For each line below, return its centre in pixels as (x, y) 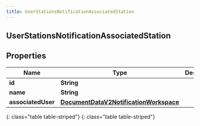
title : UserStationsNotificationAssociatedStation (70, 12)
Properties (26, 56)
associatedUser (32, 102)
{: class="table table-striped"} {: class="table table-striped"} (81, 116)
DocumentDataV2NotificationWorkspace (120, 102)
